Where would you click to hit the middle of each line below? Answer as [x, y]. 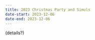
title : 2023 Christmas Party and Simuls [48, 10]
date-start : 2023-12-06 [30, 14]
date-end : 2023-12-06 [28, 19]
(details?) [15, 33]
